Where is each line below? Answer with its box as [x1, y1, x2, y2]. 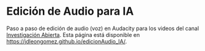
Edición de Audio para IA [6, 4, 134, 18]
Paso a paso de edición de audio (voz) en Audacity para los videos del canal [6, 25, 199, 32]
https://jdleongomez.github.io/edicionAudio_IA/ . [6, 37, 127, 45]
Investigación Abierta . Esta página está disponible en [6, 31, 140, 38]
